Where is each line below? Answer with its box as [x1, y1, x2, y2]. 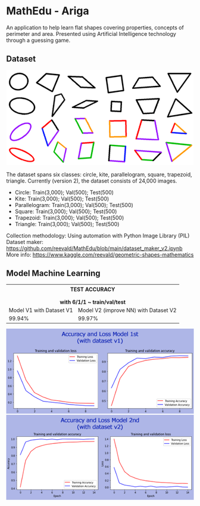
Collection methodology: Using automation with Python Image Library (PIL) [6, 232, 190, 239]
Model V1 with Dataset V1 [8, 307, 73, 314]
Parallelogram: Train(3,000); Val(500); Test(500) [14, 201, 134, 208]
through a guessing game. [6, 36, 71, 44]
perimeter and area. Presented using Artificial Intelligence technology [6, 30, 177, 37]
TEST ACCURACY [70, 285, 115, 293]
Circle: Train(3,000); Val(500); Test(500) [14, 189, 114, 196]
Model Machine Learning [6, 268, 101, 278]
